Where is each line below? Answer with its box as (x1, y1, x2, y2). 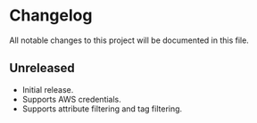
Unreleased (9, 61, 76, 76)
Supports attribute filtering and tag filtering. (21, 103, 183, 114)
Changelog (9, 5, 93, 26)
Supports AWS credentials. (21, 94, 122, 104)
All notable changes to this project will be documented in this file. (9, 35, 250, 45)
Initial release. (21, 84, 74, 94)
